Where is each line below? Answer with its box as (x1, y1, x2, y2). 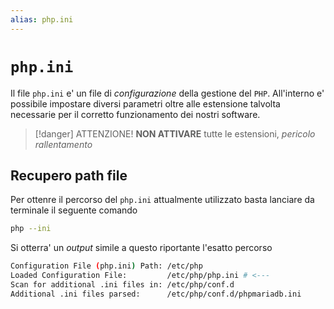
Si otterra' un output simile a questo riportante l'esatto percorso (10, 242, 273, 254)
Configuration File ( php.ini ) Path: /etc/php (10, 261, 203, 271)
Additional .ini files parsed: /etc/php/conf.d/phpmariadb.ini (10, 289, 302, 299)
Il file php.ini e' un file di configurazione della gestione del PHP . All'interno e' (10, 87, 325, 99)
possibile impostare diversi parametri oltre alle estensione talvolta (10, 97, 281, 110)
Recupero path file (10, 167, 128, 184)
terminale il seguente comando (10, 204, 138, 216)
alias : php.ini (10, 14, 74, 25)
